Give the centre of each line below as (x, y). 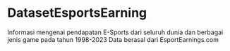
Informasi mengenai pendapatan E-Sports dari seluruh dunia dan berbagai (115, 32)
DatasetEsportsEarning (77, 13)
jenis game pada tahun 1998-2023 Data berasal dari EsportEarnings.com (113, 39)
